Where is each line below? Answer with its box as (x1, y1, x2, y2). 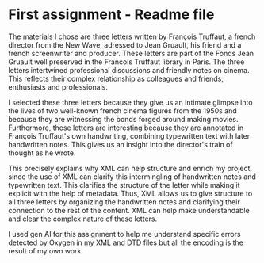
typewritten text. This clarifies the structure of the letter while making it (8, 180, 240, 189)
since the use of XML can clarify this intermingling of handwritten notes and (8, 172, 256, 181)
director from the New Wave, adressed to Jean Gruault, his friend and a (8, 40, 242, 49)
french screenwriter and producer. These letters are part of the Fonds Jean (8, 48, 254, 58)
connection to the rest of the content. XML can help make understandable (8, 205, 250, 215)
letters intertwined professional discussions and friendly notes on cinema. (8, 65, 250, 74)
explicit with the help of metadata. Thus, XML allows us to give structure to (8, 189, 253, 198)
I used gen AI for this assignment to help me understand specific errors (8, 229, 241, 238)
